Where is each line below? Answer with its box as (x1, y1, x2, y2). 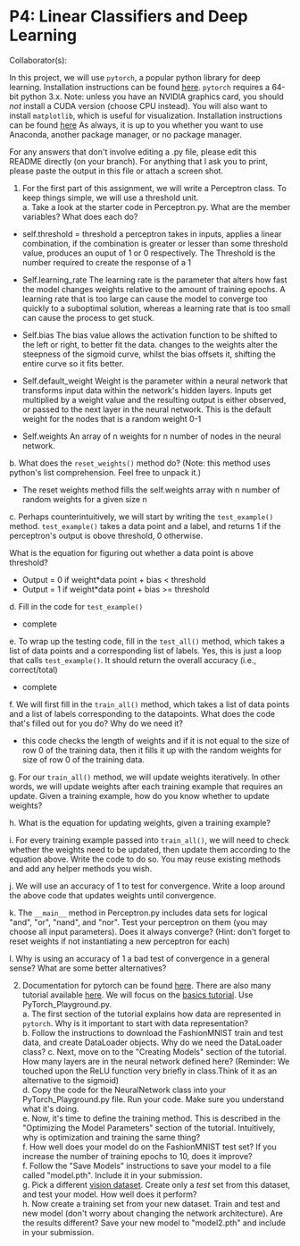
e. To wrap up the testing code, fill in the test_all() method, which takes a (9, 636, 286, 646)
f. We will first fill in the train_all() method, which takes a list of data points (9, 699, 290, 710)
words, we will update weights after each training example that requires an (9, 780, 283, 792)
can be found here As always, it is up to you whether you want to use (9, 119, 263, 130)
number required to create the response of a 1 (21, 257, 192, 267)
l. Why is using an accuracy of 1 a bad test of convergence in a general (9, 953, 270, 964)
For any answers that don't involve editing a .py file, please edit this (9, 146, 257, 157)
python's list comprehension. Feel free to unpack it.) (9, 467, 202, 477)
